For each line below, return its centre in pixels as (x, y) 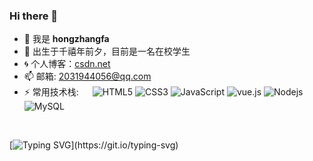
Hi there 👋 (34, 16)
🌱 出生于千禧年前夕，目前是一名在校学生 (107, 51)
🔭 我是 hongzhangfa (66, 39)
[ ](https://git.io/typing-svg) (94, 145)
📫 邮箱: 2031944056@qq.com (87, 76)
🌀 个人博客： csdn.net (67, 64)
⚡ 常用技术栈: (51, 92)
